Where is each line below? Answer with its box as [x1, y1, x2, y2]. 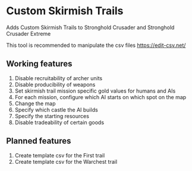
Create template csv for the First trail [14, 151, 105, 159]
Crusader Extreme [6, 30, 51, 37]
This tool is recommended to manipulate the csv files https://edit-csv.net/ [6, 42, 186, 49]
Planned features [6, 136, 71, 146]
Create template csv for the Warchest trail [14, 158, 118, 165]
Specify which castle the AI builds [14, 106, 98, 113]
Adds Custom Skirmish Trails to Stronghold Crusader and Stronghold [6, 24, 175, 31]
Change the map [14, 100, 56, 107]
